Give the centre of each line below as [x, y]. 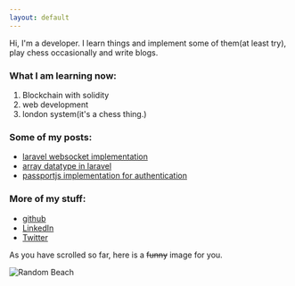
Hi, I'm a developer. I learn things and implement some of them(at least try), [148, 43]
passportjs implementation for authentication [105, 176]
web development [55, 105]
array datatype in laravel [67, 166]
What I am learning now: [63, 75]
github [34, 218]
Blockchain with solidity [66, 95]
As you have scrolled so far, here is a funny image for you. [116, 255]
